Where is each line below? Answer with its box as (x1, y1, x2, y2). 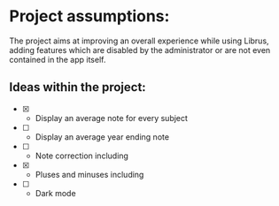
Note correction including (35, 150, 128, 161)
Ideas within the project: (9, 80, 146, 95)
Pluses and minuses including (35, 169, 144, 179)
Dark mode (35, 187, 77, 198)
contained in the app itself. (9, 54, 106, 65)
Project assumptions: (9, 6, 170, 27)
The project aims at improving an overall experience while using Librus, (9, 35, 269, 46)
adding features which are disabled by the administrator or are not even (9, 44, 271, 55)
